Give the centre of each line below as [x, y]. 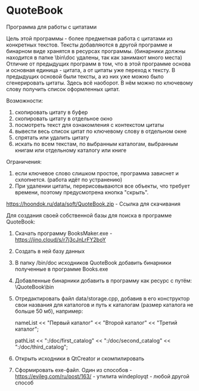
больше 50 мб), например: [49, 311]
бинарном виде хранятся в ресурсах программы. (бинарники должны [96, 51]
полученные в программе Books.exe [61, 269]
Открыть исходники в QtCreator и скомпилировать [80, 358]
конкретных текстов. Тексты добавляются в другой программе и [89, 45]
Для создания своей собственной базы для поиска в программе [89, 215]
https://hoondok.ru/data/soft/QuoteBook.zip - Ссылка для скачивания [93, 204]
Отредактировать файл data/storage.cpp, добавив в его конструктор [102, 298]
